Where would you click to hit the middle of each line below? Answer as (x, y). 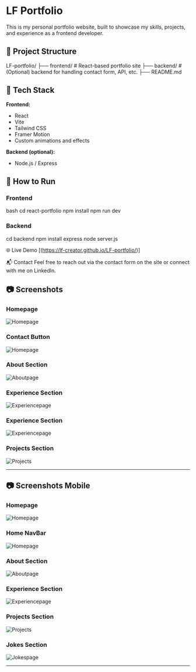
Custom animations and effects (52, 140)
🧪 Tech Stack (30, 90)
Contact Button (28, 337)
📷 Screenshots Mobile (48, 486)
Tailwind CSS (30, 128)
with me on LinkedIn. (31, 271)
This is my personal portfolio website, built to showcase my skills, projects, (96, 27)
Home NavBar (26, 533)
